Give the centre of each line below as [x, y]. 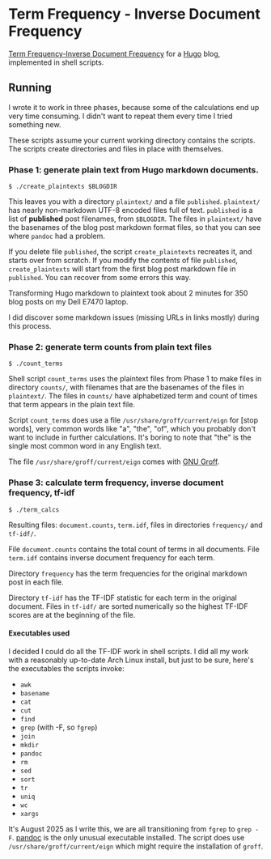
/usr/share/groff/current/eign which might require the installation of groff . [136, 846]
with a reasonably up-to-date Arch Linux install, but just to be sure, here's [131, 660]
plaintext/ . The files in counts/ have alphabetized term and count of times [133, 396]
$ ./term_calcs [34, 510]
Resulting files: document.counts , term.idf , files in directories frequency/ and [135, 525]
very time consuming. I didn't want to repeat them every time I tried [121, 116]
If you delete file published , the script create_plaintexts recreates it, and [130, 252]
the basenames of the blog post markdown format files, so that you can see [135, 228]
